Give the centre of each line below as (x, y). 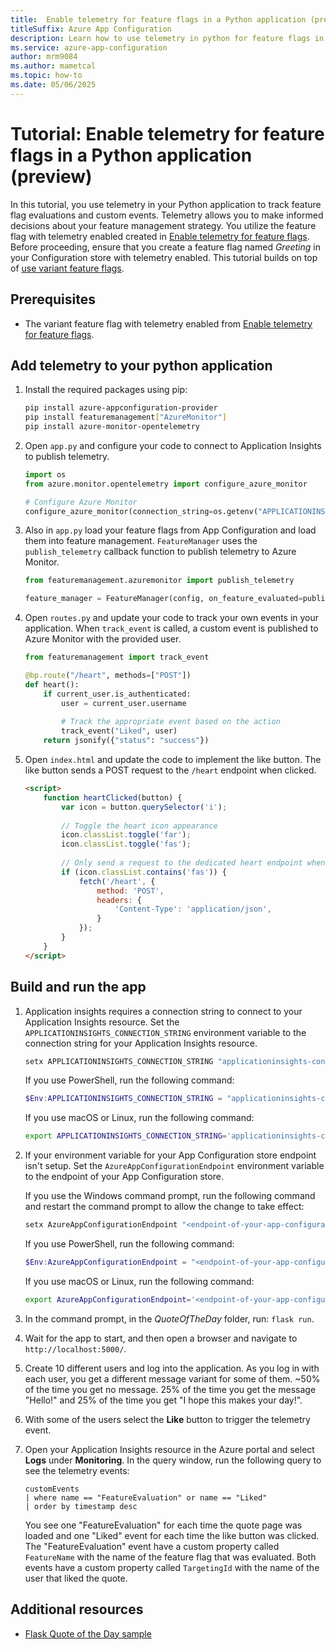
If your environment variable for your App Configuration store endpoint (170, 1155)
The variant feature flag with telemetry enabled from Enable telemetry (168, 323)
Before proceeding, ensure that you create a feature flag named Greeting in (165, 247)
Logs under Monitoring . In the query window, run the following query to (173, 1460)
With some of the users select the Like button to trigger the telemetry (167, 1419)
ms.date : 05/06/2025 (53, 85)
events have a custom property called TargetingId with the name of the (172, 1567)
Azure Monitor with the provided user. (103, 639)
